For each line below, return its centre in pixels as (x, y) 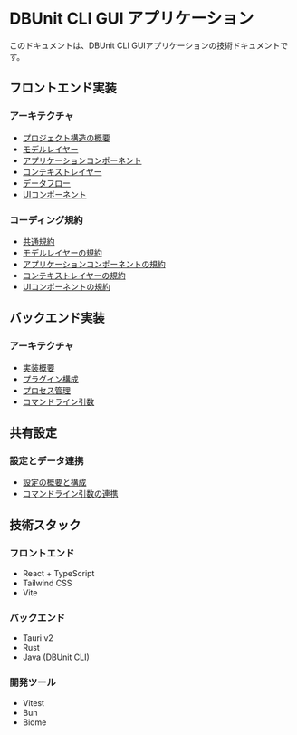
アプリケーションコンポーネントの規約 (94, 264)
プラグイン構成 (50, 379)
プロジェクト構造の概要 (66, 138)
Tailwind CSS (47, 583)
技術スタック (45, 525)
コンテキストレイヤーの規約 (74, 275)
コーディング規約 (46, 220)
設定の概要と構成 (54, 482)
